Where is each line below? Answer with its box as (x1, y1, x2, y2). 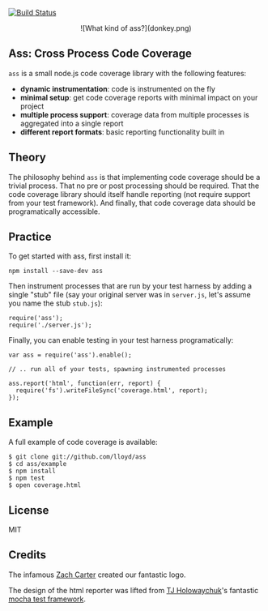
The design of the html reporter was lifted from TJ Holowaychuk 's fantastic (8, 585, 259, 595)
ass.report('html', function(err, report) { (8, 379, 161, 388)
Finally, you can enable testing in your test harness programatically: (8, 335, 234, 345)
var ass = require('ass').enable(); (8, 351, 132, 360)
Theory (8, 151, 47, 164)
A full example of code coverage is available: (8, 438, 158, 447)
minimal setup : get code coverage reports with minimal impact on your (19, 92, 258, 102)
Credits (8, 548, 47, 562)
